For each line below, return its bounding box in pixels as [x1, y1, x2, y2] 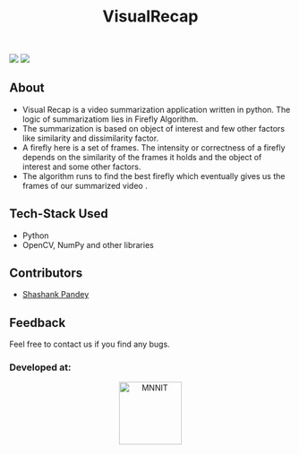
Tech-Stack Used [9, 206, 109, 221]
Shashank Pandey [21, 289, 90, 300]
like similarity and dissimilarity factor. [21, 133, 159, 143]
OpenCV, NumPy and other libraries [21, 239, 154, 250]
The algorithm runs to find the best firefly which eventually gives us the [21, 170, 286, 181]
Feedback [9, 315, 66, 330]
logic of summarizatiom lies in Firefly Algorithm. [21, 114, 199, 124]
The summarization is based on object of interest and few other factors [21, 123, 285, 133]
